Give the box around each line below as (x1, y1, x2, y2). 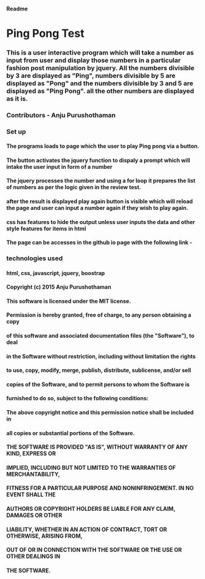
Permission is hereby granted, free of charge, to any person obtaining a (6, 311, 192, 319)
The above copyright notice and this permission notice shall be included (6, 408, 194, 416)
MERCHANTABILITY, (6, 470, 60, 478)
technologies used (6, 254, 63, 263)
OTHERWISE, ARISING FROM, (6, 532, 83, 540)
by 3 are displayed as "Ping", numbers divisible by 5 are (6, 71, 176, 80)
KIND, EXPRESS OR (6, 450, 56, 457)
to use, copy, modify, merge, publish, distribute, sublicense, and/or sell (6, 367, 192, 374)
